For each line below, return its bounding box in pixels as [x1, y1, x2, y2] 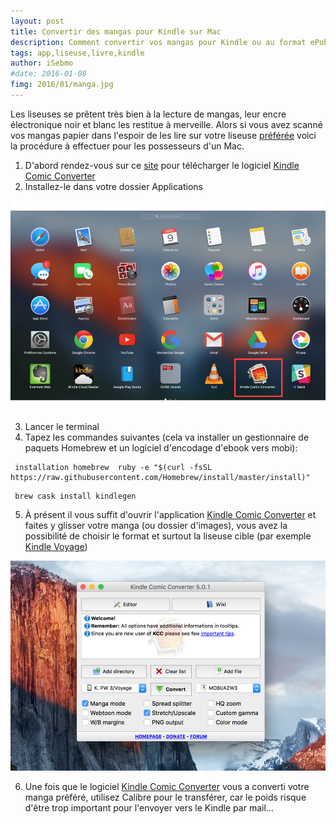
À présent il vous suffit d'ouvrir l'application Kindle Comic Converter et [24, 509, 317, 521]
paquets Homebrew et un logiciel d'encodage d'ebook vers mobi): [24, 442, 298, 454]
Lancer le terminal [24, 421, 100, 433]
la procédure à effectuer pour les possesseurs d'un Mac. [10, 140, 245, 152]
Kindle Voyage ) [24, 541, 88, 553]
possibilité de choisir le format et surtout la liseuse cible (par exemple [24, 530, 312, 542]
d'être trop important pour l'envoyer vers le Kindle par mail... [24, 802, 274, 814]
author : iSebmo [10, 58, 74, 69]
